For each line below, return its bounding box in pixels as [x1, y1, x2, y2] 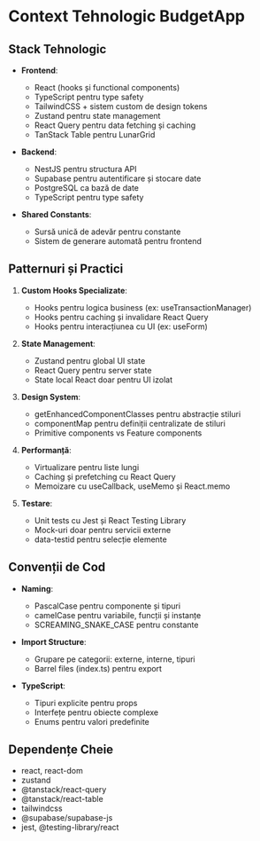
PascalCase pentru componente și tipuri [34, 601, 181, 611]
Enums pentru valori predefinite [34, 716, 149, 727]
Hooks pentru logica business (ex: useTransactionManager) [34, 302, 252, 312]
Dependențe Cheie [8, 743, 114, 758]
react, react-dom [20, 766, 83, 776]
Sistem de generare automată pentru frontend [34, 236, 203, 246]
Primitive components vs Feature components [34, 428, 203, 438]
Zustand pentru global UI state [34, 355, 146, 365]
